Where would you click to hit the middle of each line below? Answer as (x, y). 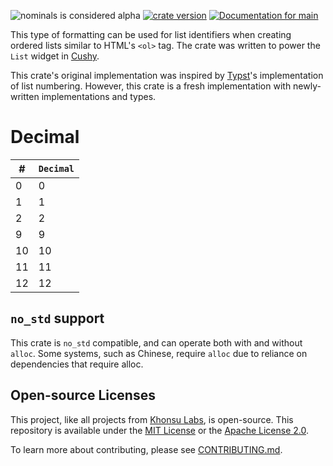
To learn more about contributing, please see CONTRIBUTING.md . (146, 449)
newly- (307, 86)
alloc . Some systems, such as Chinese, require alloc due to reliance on (159, 353)
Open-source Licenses (83, 395)
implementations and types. (99, 96)
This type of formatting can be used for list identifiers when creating (151, 34)
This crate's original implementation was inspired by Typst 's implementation (167, 75)
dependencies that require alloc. (77, 364)
